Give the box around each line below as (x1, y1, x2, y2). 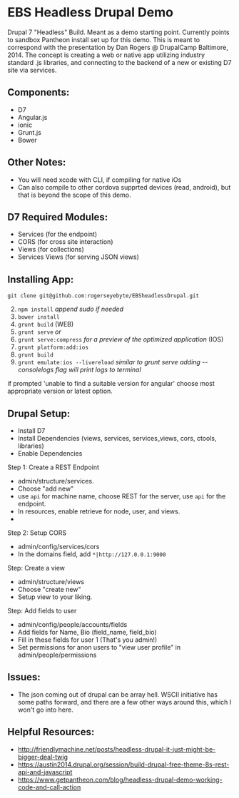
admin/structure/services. (17, 477, 94, 485)
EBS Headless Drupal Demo (7, 4, 173, 21)
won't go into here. (17, 705, 73, 714)
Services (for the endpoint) (17, 230, 98, 239)
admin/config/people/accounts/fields (17, 620, 128, 628)
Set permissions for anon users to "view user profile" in (17, 643, 180, 651)
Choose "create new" (17, 585, 81, 593)
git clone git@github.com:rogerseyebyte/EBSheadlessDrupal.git (7, 292, 200, 300)
